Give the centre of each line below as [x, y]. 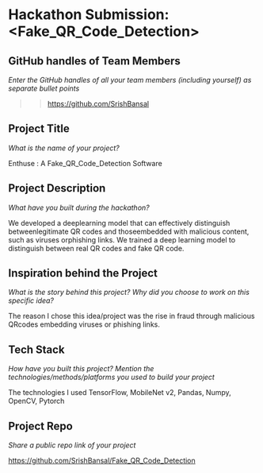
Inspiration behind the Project [83, 273]
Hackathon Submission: [89, 15]
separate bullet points [44, 88]
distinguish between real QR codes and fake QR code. [96, 248]
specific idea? [31, 300]
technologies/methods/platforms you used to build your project [112, 377]
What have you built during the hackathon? [79, 207]
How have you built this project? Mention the [81, 369]
